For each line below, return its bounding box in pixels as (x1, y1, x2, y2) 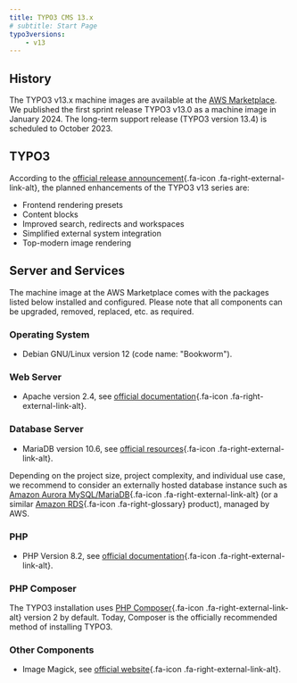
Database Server (9, 423, 84, 436)
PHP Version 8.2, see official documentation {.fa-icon (21, 550, 217, 561)
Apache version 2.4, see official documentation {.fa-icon (21, 391, 229, 402)
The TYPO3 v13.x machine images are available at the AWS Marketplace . (9, 95, 277, 105)
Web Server (9, 371, 62, 383)
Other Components (9, 644, 95, 656)
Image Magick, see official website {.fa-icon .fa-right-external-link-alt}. (21, 664, 282, 675)
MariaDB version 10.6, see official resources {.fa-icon (21, 443, 216, 454)
